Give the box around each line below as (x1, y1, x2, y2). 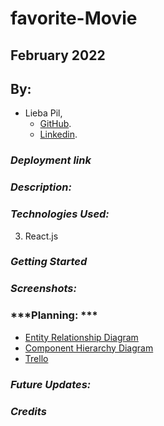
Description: (10, 180, 72, 194)
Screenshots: (10, 282, 77, 296)
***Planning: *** (10, 308, 98, 322)
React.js (24, 230, 59, 242)
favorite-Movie (10, 7, 138, 30)
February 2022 (10, 47, 106, 64)
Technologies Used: (10, 207, 110, 221)
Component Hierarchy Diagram (24, 342, 154, 354)
